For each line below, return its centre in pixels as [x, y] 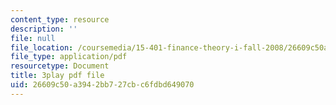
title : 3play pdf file [57, 76]
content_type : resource [60, 19]
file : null [33, 38]
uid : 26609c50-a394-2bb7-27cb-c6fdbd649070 [102, 85]
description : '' [44, 29]
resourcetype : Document [60, 66]
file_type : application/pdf [69, 57]
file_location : [42, 47]
